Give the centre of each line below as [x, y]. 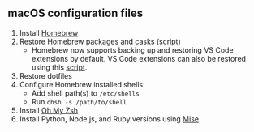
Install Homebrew [49, 32]
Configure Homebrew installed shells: [82, 84]
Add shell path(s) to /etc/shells [85, 93]
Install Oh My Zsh [49, 110]
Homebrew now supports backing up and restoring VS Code [132, 50]
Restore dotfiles [45, 75]
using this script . [59, 67]
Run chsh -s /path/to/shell [79, 101]
